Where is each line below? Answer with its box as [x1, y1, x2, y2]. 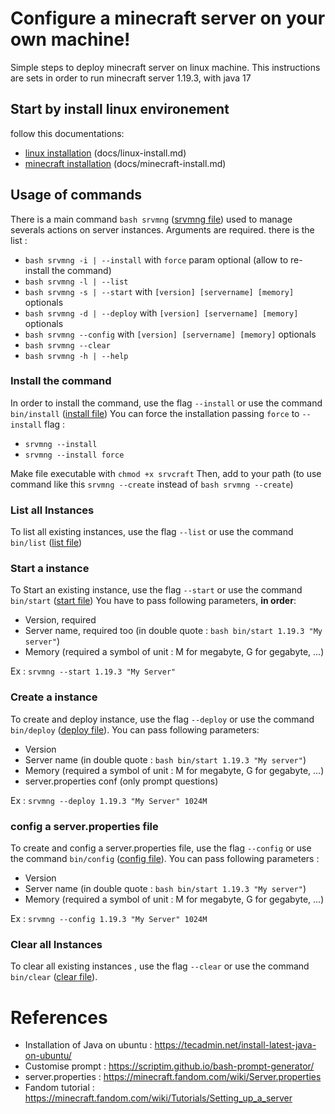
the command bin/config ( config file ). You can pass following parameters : [10, 853, 320, 865]
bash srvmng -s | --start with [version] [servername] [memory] [24, 285, 295, 297]
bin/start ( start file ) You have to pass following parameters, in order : [10, 595, 297, 607]
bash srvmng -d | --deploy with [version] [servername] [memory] [24, 307, 299, 319]
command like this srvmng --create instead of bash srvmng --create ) [10, 478, 294, 490]
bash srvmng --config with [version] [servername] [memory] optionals [24, 328, 317, 340]
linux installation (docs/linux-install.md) [24, 147, 187, 159]
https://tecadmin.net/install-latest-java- [154, 1039, 317, 1051]
